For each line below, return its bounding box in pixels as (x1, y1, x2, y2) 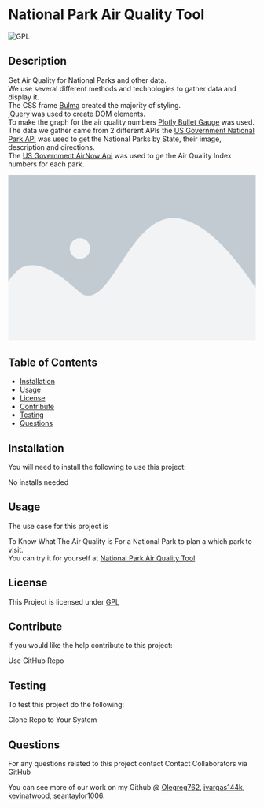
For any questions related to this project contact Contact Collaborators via (8, 759, 247, 769)
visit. (8, 545, 24, 554)
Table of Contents (8, 356, 98, 369)
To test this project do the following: (8, 700, 125, 709)
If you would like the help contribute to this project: (8, 641, 173, 650)
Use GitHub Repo (8, 656, 64, 665)
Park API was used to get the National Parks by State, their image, (8, 134, 222, 143)
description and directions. (8, 142, 95, 151)
